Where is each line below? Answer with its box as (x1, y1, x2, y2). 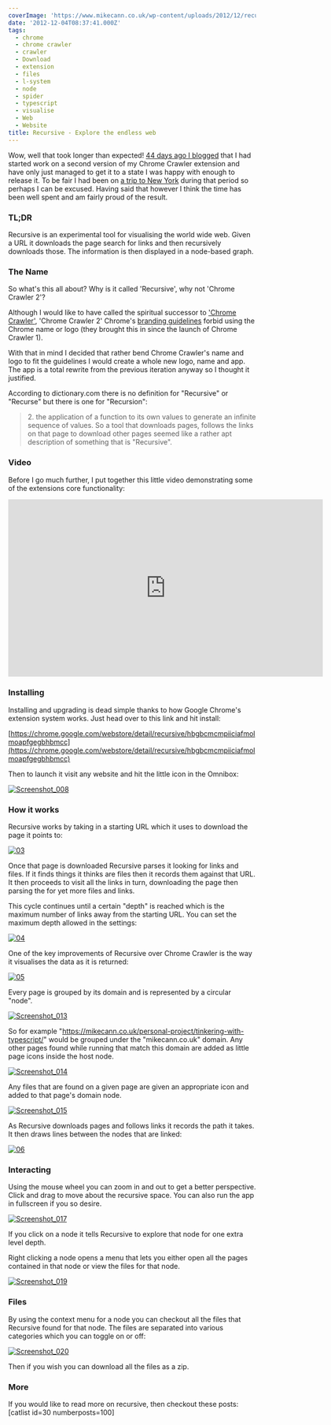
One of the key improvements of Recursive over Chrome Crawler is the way (8, 949, 253, 958)
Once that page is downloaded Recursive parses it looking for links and (8, 861, 239, 871)
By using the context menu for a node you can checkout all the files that (8, 1314, 241, 1324)
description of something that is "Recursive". (27, 437, 173, 447)
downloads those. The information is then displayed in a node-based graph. (8, 246, 254, 256)
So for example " (8, 1026, 63, 1036)
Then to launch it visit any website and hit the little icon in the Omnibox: (8, 769, 239, 779)
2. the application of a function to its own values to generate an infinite (27, 412, 257, 422)
